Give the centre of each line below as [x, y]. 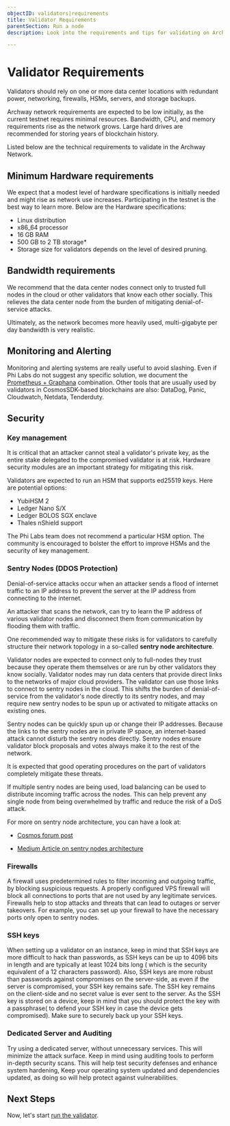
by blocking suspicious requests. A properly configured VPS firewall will [108, 888]
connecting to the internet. [44, 598]
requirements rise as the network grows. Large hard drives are [95, 127]
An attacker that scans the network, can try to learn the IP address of [104, 611]
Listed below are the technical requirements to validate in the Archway [106, 147]
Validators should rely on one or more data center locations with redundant [113, 91]
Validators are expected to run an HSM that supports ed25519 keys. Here [110, 481]
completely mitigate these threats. [55, 773]
